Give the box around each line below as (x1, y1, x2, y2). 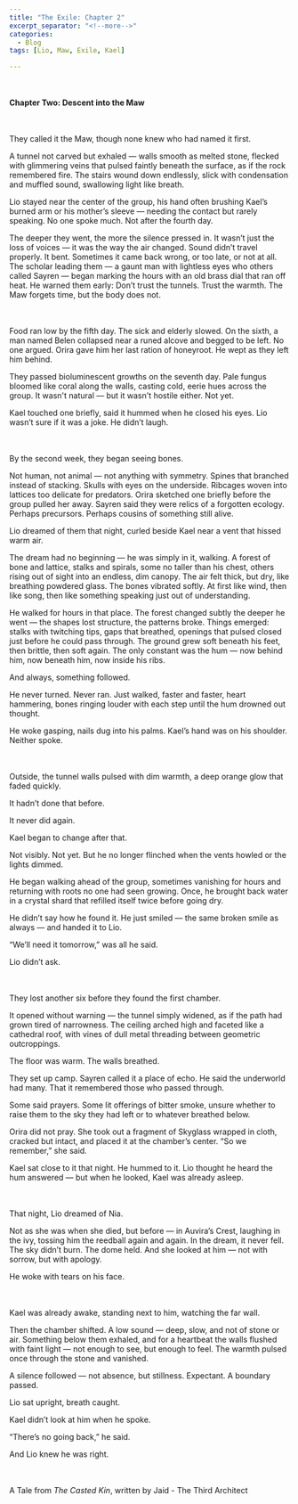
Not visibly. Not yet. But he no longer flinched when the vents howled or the (9, 850, 287, 861)
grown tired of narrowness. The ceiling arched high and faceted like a (9, 1019, 264, 1030)
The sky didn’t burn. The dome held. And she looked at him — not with (9, 1245, 269, 1255)
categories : (9, 29, 53, 38)
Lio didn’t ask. (9, 957, 60, 968)
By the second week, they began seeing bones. (9, 454, 184, 464)
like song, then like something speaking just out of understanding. (9, 590, 251, 601)
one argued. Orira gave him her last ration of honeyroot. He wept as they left (9, 345, 289, 356)
